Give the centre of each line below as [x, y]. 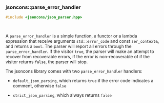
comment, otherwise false [39, 86]
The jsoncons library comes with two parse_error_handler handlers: [74, 71]
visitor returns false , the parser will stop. [47, 62]
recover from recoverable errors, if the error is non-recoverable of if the [78, 57]
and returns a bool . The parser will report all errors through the [69, 46]
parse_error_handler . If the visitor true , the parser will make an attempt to [80, 51]
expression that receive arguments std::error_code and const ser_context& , [82, 41]
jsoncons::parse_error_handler [43, 7]
